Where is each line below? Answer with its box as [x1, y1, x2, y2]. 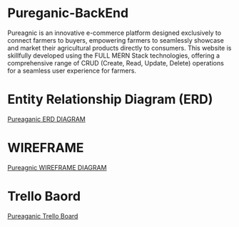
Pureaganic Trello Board [7, 211, 78, 220]
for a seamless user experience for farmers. [7, 66, 137, 75]
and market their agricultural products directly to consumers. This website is [7, 43, 232, 52]
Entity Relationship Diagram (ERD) [7, 91, 213, 107]
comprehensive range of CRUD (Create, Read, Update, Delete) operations [7, 58, 225, 67]
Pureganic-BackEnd [7, 5, 129, 21]
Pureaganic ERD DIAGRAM [7, 115, 86, 123]
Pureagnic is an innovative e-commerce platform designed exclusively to [7, 28, 222, 37]
